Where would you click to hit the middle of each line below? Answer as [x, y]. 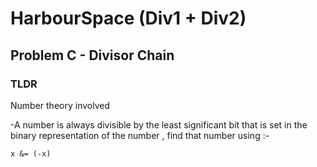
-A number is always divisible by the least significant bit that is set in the [159, 124]
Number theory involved [60, 105]
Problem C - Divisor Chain [92, 55]
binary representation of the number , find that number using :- [140, 135]
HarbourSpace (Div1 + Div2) [128, 18]
